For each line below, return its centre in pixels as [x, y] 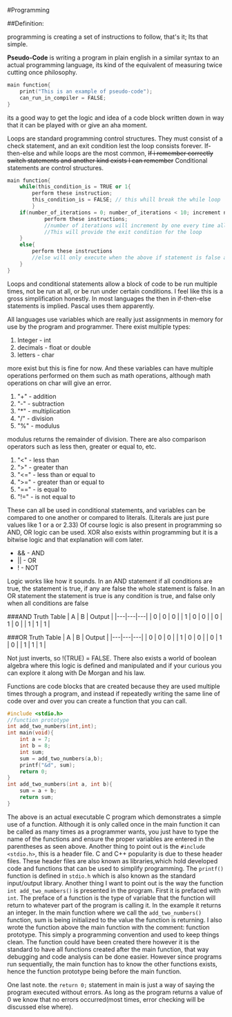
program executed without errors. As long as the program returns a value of [115, 992]
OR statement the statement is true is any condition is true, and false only [111, 595]
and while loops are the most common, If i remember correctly [125, 153]
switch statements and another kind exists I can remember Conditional [107, 160]
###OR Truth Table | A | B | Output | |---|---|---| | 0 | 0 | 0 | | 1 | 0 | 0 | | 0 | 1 [115, 637]
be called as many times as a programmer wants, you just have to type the [113, 831]
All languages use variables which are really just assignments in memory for [115, 319]
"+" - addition [37, 396]
